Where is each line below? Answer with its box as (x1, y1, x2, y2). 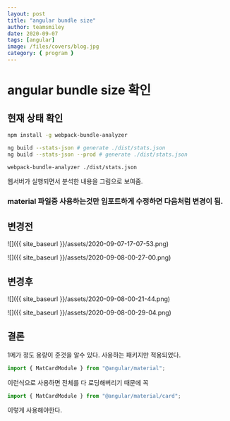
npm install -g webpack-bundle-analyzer (7, 131, 128, 138)
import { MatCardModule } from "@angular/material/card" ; (7, 392, 181, 399)
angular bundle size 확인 (7, 83, 152, 99)
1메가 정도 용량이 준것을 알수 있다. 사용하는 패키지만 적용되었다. (7, 350, 181, 359)
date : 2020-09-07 (7, 30, 59, 37)
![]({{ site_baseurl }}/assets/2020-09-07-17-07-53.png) (7, 240, 169, 248)
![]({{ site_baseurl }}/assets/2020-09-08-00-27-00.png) (7, 253, 171, 262)
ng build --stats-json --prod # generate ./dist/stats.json (7, 151, 188, 158)
